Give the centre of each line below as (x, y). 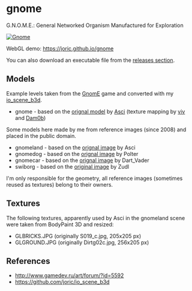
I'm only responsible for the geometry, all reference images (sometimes (94, 178)
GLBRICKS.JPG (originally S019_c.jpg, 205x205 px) (78, 236)
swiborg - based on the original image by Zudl (72, 166)
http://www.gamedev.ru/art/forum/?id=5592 (69, 275)
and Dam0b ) (30, 118)
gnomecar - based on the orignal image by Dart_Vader (82, 160)
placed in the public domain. (41, 136)
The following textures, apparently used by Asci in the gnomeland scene (96, 218)
